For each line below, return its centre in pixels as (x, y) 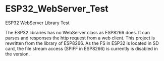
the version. (18, 54)
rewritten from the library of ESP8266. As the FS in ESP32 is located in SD (82, 43)
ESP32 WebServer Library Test (37, 23)
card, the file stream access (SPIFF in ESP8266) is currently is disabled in (81, 48)
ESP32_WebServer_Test (57, 9)
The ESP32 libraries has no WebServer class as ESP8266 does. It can (78, 32)
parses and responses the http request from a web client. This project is (80, 38)
